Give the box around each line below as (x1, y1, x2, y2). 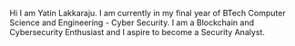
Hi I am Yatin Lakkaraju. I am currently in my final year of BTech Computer (9, 8, 286, 18)
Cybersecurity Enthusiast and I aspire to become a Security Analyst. (9, 27, 266, 37)
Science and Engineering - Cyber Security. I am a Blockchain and (9, 17, 255, 28)
